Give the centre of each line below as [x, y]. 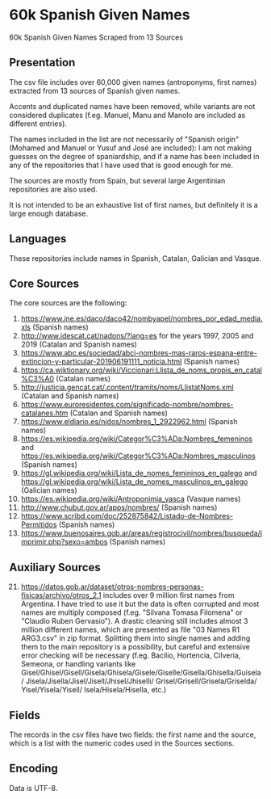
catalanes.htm [44, 413]
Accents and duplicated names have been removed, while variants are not [132, 106]
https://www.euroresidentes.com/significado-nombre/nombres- [127, 405]
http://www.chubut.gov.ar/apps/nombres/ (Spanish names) [119, 507]
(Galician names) [49, 490]
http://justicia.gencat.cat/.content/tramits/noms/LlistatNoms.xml [127, 387]
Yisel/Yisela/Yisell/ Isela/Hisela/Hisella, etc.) [94, 690]
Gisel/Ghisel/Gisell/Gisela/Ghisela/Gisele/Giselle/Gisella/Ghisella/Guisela [141, 673]
